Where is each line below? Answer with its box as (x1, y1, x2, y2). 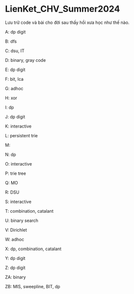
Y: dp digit (5, 255, 26, 261)
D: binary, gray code (5, 57, 46, 63)
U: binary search (5, 218, 38, 223)
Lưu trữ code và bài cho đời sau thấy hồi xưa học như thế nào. (5, 19, 130, 25)
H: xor (5, 95, 18, 101)
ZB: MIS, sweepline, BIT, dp (5, 283, 60, 289)
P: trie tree (5, 170, 26, 176)
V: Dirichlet (5, 227, 27, 233)
